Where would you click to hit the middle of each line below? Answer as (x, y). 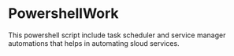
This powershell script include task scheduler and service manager (117, 35)
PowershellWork (64, 14)
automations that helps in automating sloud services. (94, 43)
